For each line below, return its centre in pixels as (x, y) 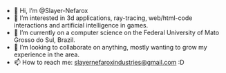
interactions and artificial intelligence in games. (81, 25)
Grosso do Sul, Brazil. (45, 40)
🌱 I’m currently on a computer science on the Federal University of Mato (116, 32)
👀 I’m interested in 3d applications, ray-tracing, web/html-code (103, 18)
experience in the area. (47, 54)
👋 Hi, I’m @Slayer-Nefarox (51, 11)
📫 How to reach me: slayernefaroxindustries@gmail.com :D (99, 62)
